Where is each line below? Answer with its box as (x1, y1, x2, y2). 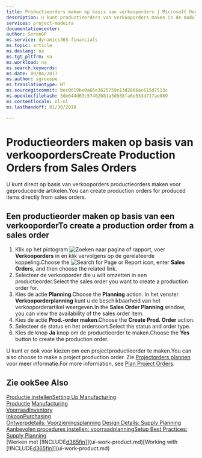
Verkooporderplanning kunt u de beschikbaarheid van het (14, 297, 161, 304)
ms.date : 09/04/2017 (6, 71, 58, 77)
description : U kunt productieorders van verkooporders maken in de (6, 14, 182, 20)
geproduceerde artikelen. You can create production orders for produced (6, 187, 186, 195)
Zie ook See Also (6, 377, 69, 387)
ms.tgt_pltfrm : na (6, 54, 52, 60)
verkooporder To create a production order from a (6, 221, 194, 231)
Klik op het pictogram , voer (14, 246, 165, 253)
